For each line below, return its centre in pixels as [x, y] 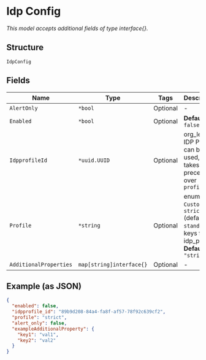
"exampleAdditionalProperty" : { [53, 329]
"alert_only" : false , [40, 323]
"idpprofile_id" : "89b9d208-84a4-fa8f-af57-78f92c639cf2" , [89, 312]
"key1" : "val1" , [38, 335]
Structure [25, 48]
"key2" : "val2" [37, 340]
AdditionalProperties [41, 264]
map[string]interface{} [113, 264]
